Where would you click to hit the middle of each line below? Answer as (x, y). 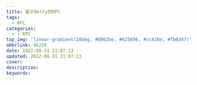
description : (23, 67)
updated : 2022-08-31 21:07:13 (44, 56)
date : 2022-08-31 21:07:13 (40, 51)
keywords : (19, 73)
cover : (14, 62)
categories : (21, 28)
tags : (13, 17)
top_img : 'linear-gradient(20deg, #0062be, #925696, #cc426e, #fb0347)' (99, 40)
